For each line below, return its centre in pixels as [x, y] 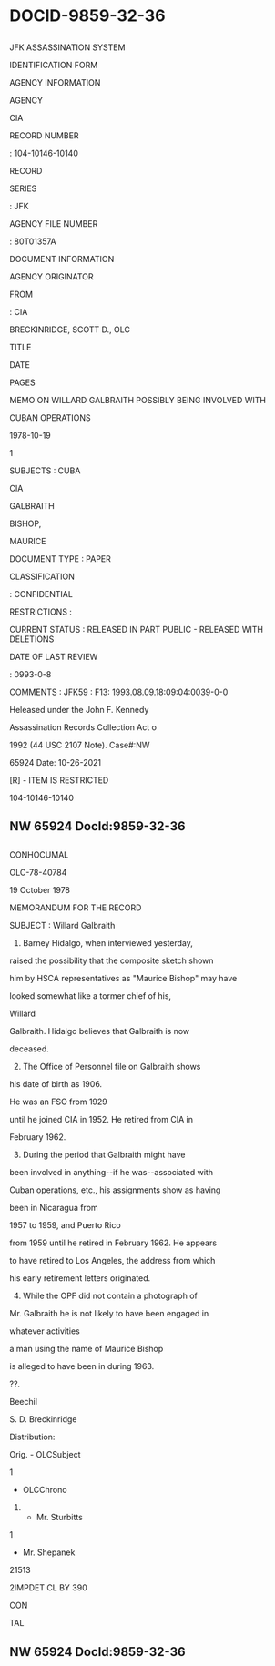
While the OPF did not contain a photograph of [110, 1296]
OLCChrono [45, 1490]
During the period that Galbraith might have [104, 1155]
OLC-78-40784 [38, 873]
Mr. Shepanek [49, 1552]
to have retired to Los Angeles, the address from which [112, 1261]
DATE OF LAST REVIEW [54, 656]
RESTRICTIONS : [41, 612]
